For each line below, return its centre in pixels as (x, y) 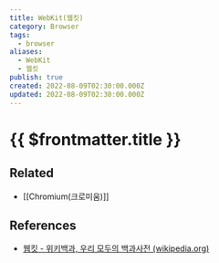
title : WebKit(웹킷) (47, 18)
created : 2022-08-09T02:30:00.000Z (77, 86)
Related (32, 173)
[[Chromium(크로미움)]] (66, 196)
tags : (20, 35)
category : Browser (44, 26)
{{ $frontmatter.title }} (95, 139)
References (43, 225)
